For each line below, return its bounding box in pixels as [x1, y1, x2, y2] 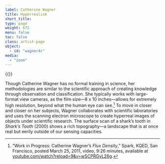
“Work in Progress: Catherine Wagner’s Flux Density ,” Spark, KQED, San [12, 142, 158, 148]
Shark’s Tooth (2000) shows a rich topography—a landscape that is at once [5, 123, 159, 129]
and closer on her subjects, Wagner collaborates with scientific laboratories [5, 107, 158, 113]
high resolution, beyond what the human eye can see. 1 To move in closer [5, 101, 152, 108]
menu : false [5, 30, 29, 35]
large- [136, 91, 148, 97]
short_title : [5, 16, 32, 21]
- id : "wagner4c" [9, 48, 45, 53]
